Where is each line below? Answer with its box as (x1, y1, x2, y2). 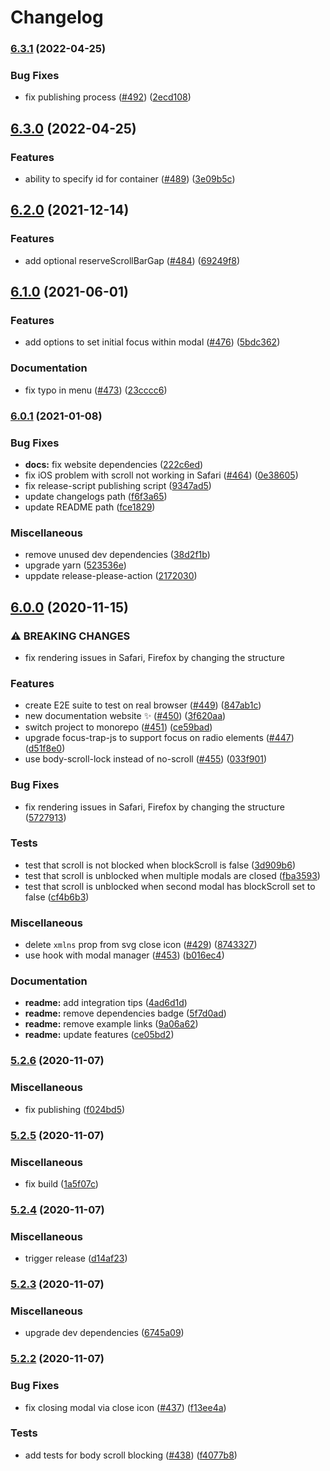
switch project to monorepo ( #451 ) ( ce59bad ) (24, 721, 213, 733)
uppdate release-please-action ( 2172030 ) (24, 570, 198, 582)
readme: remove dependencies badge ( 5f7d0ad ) (24, 1007, 227, 1020)
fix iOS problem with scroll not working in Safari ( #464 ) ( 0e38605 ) (24, 469, 299, 481)
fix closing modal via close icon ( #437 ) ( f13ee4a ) (24, 1401, 227, 1413)
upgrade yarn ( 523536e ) (24, 559, 127, 571)
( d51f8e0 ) (24, 742, 66, 755)
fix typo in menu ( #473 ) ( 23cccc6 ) (24, 384, 168, 396)
